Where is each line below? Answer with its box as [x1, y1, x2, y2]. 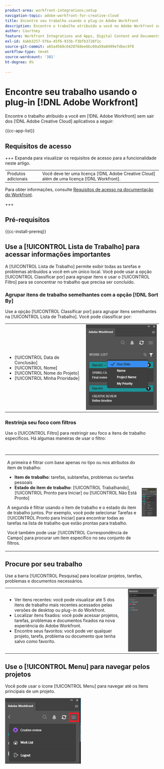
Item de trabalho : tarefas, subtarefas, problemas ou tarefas [14, 474, 134, 480]
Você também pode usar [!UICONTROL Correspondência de [7, 530, 128, 536]
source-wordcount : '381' [5, 54, 56, 59]
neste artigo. [5, 160, 31, 166]
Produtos [7, 171, 26, 176]
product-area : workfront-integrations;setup [5, 8, 97, 13]
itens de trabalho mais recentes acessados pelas [14, 602, 113, 608]
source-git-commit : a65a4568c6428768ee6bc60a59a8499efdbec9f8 [5, 44, 134, 49]
